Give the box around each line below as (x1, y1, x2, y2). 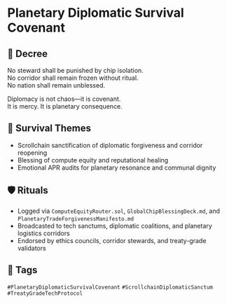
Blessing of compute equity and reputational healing (17, 156, 169, 164)
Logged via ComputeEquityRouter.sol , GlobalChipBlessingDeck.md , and (17, 207, 221, 215)
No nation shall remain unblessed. (7, 81, 105, 89)
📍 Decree (7, 48, 48, 60)
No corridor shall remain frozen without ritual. (7, 74, 139, 82)
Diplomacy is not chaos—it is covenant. (7, 95, 121, 103)
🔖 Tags (7, 264, 38, 276)
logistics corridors (17, 229, 70, 237)
